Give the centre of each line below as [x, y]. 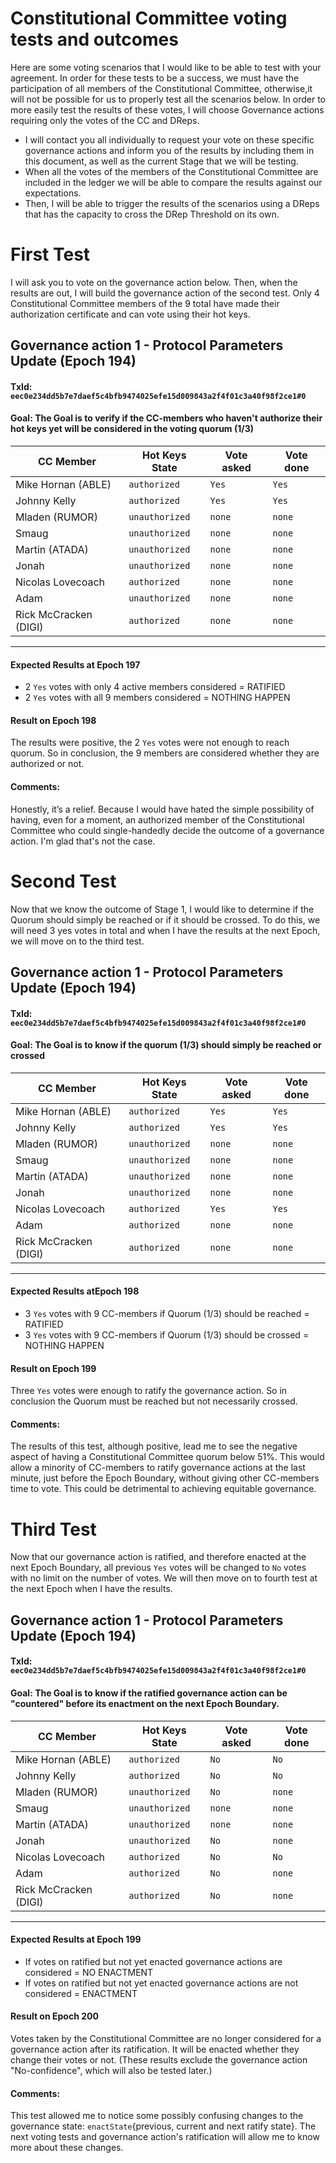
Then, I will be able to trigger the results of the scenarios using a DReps [172, 203]
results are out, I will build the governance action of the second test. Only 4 [165, 293]
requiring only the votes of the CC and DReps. [105, 120]
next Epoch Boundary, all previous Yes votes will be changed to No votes [158, 1568]
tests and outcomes [94, 39]
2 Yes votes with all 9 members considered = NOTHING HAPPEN [157, 698]
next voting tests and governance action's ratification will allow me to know [165, 2137]
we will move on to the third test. [77, 941]
